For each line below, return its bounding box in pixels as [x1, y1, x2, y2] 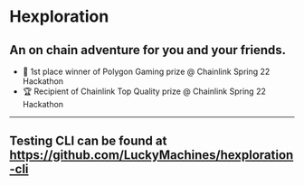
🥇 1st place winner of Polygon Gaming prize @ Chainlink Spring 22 [22, 66, 271, 77]
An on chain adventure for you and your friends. [9, 42, 287, 58]
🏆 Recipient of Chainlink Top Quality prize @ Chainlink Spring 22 [22, 86, 267, 97]
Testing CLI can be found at [9, 134, 167, 149]
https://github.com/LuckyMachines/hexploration [9, 147, 294, 163]
